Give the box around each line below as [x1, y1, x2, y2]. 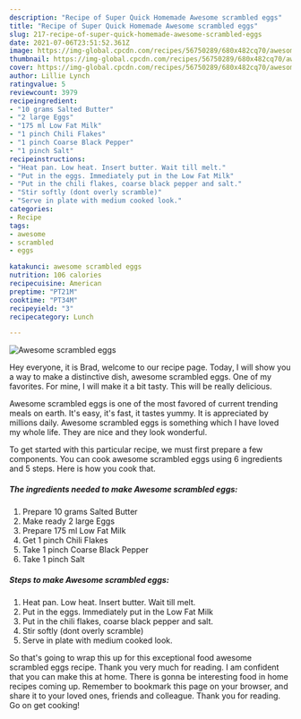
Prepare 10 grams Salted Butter [21, 507, 138, 518]
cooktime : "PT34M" [9, 295, 78, 304]
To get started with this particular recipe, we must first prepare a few [9, 444, 263, 455]
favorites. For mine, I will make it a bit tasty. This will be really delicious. [9, 381, 272, 392]
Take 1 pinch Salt [21, 554, 85, 565]
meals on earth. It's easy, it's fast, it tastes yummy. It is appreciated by [9, 408, 269, 419]
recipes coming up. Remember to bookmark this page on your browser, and [9, 681, 288, 692]
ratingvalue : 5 [9, 80, 66, 89]
